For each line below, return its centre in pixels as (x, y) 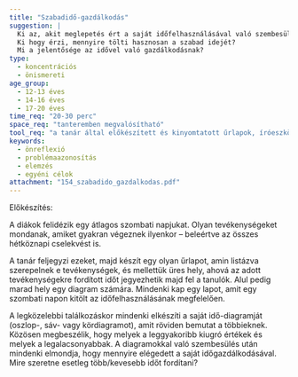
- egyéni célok (45, 174)
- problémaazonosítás (57, 157)
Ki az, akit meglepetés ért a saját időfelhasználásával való (134, 34)
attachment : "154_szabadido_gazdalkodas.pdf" (94, 183)
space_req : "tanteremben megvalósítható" (87, 125)
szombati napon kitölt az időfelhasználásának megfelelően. (117, 299)
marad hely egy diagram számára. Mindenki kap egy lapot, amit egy (133, 289)
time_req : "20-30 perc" (53, 116)
